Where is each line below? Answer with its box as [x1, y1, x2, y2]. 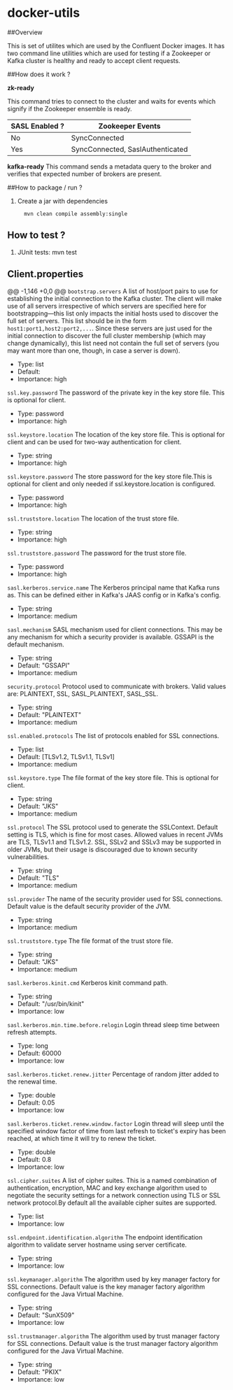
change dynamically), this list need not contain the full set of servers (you [7, 339, 219, 347]
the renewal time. [7, 1077, 57, 1086]
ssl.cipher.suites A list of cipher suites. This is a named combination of [7, 1176, 217, 1184]
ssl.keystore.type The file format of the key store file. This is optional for [7, 773, 219, 781]
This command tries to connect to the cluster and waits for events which [7, 97, 216, 106]
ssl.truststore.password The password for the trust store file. [7, 548, 187, 557]
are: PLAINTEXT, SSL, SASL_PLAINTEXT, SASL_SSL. [7, 689, 159, 697]
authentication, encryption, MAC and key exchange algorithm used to [7, 1184, 208, 1192]
